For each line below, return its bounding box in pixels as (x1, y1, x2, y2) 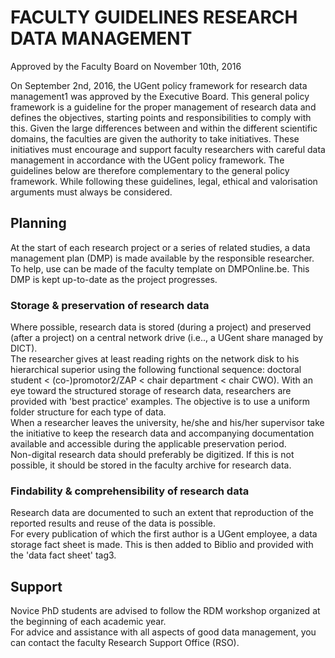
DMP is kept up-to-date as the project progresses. (10, 273, 218, 285)
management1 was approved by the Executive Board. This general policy (10, 90, 310, 102)
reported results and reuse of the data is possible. (10, 517, 216, 530)
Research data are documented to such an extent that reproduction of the (10, 507, 314, 519)
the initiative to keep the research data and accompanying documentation (10, 427, 315, 440)
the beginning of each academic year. (10, 616, 167, 628)
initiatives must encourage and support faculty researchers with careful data (10, 143, 326, 155)
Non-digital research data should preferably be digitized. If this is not (10, 449, 295, 461)
